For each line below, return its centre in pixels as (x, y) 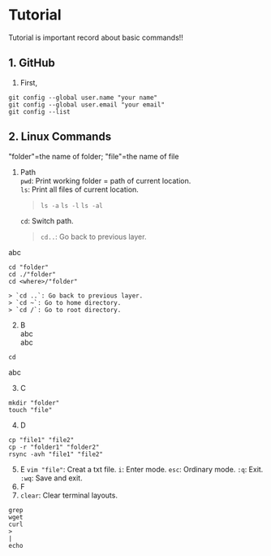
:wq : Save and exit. (51, 478)
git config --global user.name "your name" (83, 98)
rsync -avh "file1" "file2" (56, 454)
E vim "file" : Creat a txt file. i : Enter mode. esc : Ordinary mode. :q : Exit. (142, 469)
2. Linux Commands (60, 137)
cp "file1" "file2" (41, 440)
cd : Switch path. (47, 220)
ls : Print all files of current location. (80, 189)
